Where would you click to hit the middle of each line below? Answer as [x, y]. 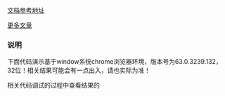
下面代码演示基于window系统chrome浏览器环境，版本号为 [91, 62]
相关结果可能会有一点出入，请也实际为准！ [89, 70]
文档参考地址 [26, 10]
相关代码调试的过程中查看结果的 [53, 85]
